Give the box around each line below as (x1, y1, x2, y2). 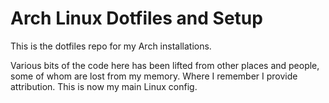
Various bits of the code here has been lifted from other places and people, (10, 59, 320, 71)
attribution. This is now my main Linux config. (10, 80, 198, 92)
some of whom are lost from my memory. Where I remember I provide (10, 70, 298, 82)
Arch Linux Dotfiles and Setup (10, 7, 263, 30)
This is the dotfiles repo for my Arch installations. (10, 40, 212, 52)
